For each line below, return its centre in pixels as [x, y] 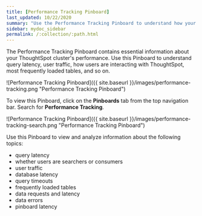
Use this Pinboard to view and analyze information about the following [93, 137]
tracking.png [22, 89]
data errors [29, 200]
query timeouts [34, 181]
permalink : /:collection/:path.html [52, 34]
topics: [15, 143]
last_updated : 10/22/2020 [39, 18]
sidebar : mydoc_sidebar [36, 29]
